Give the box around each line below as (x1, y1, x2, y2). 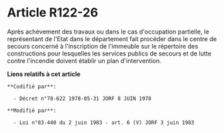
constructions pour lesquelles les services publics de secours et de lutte (7, 49, 212, 58)
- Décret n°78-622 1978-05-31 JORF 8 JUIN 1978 (13, 95, 152, 102)
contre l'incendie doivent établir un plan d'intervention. (7, 56, 162, 64)
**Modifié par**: (7, 107, 57, 114)
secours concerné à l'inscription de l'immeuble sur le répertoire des (7, 42, 199, 50)
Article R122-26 (7, 5, 99, 21)
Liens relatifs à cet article (7, 70, 81, 78)
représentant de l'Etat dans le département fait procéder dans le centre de (7, 34, 217, 43)
